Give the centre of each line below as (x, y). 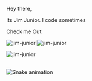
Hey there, (19, 9)
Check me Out (24, 31)
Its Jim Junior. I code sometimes (46, 20)
